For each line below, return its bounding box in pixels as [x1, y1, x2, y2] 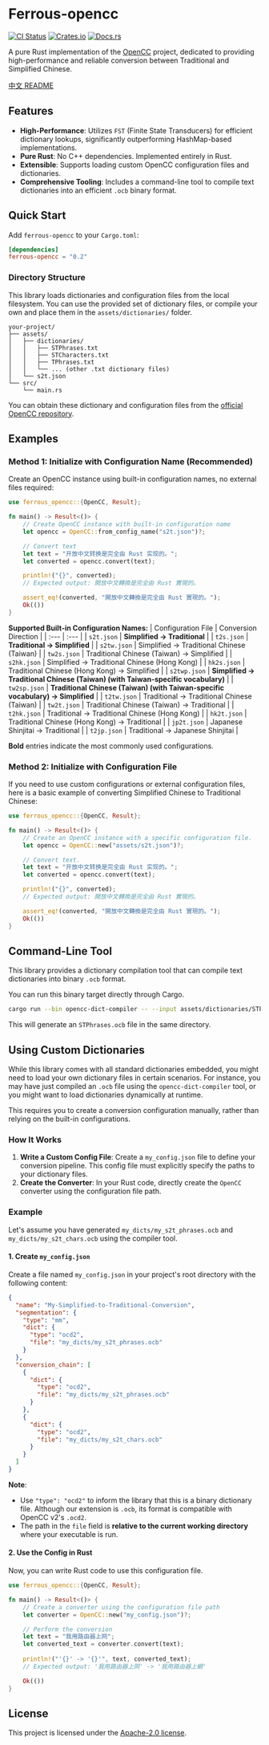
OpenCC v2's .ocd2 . [19, 1512, 86, 1522]
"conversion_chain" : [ [15, 1360, 91, 1369]
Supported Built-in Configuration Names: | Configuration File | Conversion [8, 623, 258, 633]
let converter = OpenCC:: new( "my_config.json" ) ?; [22, 1611, 192, 1619]
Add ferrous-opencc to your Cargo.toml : [8, 230, 139, 239]
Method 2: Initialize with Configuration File [8, 760, 178, 772]
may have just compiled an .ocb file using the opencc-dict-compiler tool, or [8, 1082, 256, 1091]
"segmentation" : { [15, 1308, 78, 1317]
